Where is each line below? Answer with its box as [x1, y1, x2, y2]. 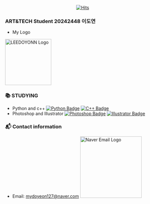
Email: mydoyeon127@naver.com [12, 193, 79, 199]
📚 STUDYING [5, 92, 38, 99]
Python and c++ [12, 105, 45, 111]
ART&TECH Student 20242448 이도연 [5, 18, 96, 25]
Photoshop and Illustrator [12, 111, 64, 117]
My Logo [12, 29, 30, 35]
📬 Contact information [5, 123, 62, 130]
